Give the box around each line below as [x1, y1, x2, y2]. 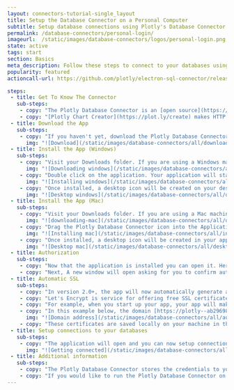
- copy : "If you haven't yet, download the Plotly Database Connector [19, 133, 229, 140]
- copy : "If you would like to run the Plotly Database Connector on [19, 373, 226, 380]
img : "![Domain [25, 314, 70, 321]
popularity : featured [7, 68, 70, 75]
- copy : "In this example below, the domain [19, 308, 151, 315]
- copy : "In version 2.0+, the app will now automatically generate [19, 288, 223, 295]
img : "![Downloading [25, 165, 86, 172]
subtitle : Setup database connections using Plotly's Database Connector [7, 23, 226, 30]
